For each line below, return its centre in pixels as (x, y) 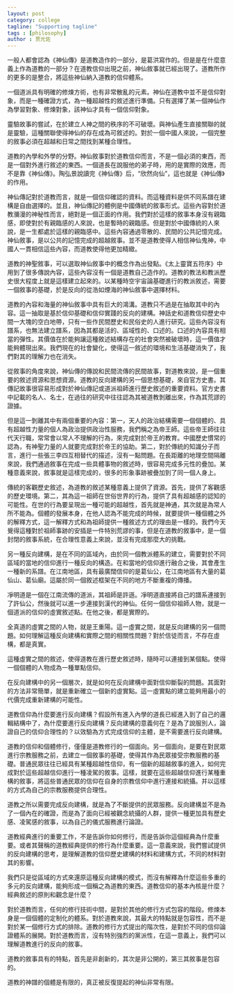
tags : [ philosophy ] (37, 33)
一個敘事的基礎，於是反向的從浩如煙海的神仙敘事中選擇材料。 (95, 290)
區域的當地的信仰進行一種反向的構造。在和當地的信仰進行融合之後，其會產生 (116, 563)
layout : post (26, 14)
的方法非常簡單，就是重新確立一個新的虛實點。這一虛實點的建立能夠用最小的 (116, 691)
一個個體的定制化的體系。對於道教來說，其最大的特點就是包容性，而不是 (122, 918)
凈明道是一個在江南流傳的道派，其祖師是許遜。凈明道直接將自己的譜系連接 (113, 595)
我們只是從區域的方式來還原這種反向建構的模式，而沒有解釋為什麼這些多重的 (116, 877)
